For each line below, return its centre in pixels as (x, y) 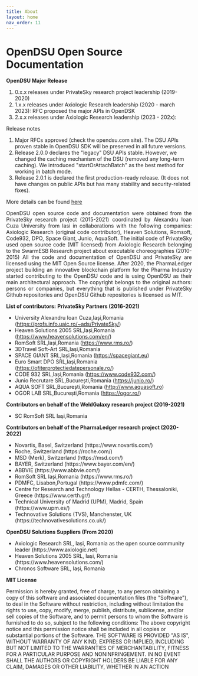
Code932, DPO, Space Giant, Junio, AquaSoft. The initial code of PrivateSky (99, 238)
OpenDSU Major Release (37, 81)
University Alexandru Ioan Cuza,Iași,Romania (69, 318)
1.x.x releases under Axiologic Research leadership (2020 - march (95, 105)
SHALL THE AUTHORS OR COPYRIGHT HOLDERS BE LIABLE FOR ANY (92, 661)
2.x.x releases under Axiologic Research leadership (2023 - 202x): (95, 117)
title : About (22, 12)
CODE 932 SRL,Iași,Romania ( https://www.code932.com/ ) (85, 374)
